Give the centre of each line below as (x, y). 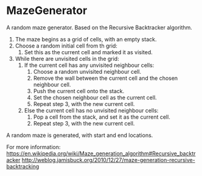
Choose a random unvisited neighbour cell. (87, 71)
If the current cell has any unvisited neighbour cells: (89, 65)
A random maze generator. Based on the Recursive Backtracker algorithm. (99, 27)
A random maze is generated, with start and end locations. (80, 135)
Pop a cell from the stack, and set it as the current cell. (102, 117)
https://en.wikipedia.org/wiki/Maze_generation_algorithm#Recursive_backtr (101, 153)
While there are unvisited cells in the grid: (67, 58)
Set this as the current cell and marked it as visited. (89, 52)
